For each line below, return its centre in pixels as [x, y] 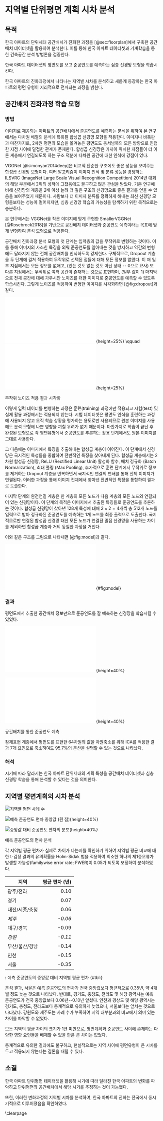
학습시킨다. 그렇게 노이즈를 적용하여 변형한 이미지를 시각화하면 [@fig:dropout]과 [81, 284]
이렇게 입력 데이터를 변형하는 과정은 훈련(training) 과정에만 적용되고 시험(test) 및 [81, 408]
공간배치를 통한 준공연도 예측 [32, 731]
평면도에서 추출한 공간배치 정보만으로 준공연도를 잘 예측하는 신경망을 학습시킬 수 [81, 613]
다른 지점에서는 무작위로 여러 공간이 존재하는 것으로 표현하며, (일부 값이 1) [75, 272]
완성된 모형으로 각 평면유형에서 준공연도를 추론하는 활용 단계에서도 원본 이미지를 [81, 433]
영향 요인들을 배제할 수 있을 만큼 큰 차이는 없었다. [60, 1035]
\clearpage [16, 1113]
